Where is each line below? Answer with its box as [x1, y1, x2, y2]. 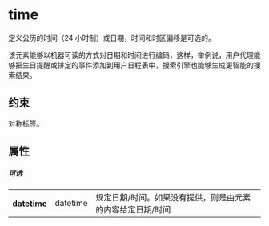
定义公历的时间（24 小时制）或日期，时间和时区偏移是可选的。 [8, 33, 216, 42]
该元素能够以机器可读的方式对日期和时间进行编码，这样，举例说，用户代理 [8, 50, 254, 59]
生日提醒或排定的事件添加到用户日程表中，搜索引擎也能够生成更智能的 [22, 60, 254, 70]
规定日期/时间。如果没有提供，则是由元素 [95, 192, 251, 204]
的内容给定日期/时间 [95, 204, 171, 216]
